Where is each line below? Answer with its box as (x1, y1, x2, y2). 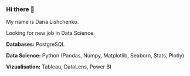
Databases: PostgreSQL (6, 41, 65, 48)
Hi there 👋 (6, 5, 35, 13)
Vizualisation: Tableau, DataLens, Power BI (6, 63, 111, 70)
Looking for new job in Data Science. (6, 30, 95, 37)
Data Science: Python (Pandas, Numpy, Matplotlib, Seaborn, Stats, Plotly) (6, 52, 185, 59)
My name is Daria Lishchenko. (6, 19, 79, 26)
